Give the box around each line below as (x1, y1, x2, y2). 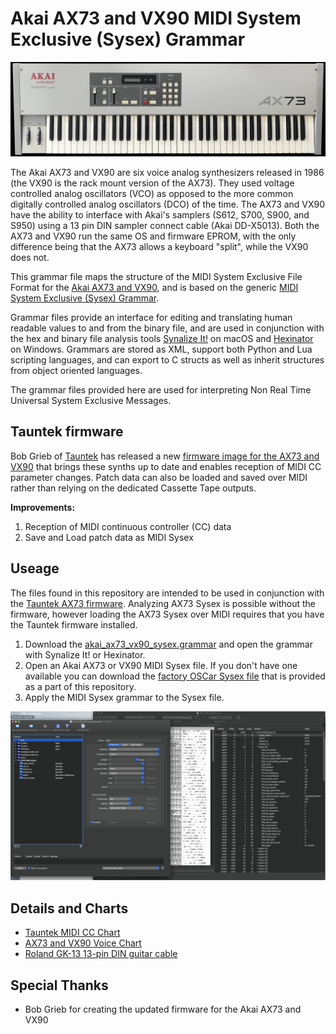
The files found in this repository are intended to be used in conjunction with (10, 587, 325, 599)
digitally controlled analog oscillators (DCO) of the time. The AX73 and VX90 (10, 198, 326, 211)
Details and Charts (10, 900, 129, 917)
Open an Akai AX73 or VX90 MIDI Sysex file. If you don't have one (24, 659, 298, 671)
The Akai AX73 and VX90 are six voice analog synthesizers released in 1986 (10, 167, 325, 179)
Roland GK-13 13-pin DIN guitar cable (24, 948, 178, 960)
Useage (10, 560, 60, 577)
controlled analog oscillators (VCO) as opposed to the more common (10, 188, 294, 200)
